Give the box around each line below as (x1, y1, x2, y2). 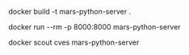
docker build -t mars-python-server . (8, 7, 132, 16)
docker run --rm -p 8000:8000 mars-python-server (8, 22, 181, 31)
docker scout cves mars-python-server (8, 37, 140, 47)
